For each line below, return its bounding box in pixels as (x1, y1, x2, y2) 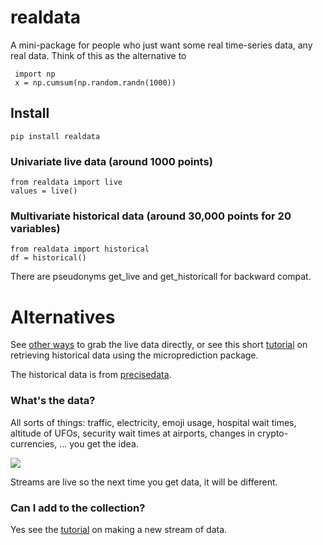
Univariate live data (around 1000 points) (10, 154, 213, 168)
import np (14, 69, 56, 79)
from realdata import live (10, 177, 123, 188)
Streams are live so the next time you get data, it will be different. (10, 476, 278, 488)
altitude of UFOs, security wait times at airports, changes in (10, 427, 255, 439)
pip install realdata (10, 131, 101, 141)
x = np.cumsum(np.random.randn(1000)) (14, 77, 177, 88)
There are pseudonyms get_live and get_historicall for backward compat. (10, 271, 312, 283)
